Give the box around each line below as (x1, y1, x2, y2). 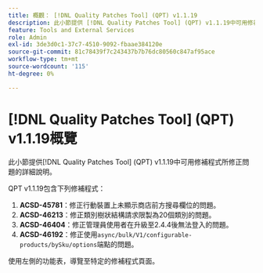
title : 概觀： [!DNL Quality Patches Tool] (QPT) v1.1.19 (8, 11, 198, 20)
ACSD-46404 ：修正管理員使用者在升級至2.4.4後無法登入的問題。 (19, 220, 233, 229)
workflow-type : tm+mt (8, 56, 79, 64)
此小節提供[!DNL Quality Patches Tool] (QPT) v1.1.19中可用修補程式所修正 (8, 157, 243, 166)
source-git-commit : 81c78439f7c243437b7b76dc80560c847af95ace (8, 48, 215, 56)
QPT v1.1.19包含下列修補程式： (8, 184, 106, 193)
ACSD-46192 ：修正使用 (19, 229, 98, 239)
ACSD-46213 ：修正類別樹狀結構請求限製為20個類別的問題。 (19, 209, 216, 220)
